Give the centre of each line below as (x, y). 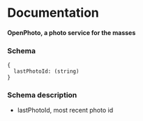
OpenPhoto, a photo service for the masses (71, 32)
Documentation (53, 13)
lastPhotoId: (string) (46, 71)
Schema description (42, 95)
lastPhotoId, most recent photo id (65, 111)
